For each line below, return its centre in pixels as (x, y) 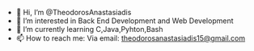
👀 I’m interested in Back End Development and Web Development (125, 21)
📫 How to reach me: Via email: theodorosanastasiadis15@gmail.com (131, 38)
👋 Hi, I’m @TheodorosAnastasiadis (74, 12)
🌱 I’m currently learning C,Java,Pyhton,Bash (89, 29)
